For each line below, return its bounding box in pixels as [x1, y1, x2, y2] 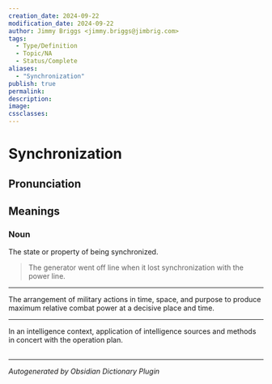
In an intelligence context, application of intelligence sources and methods [8, 326, 257, 336]
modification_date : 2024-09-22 [8, 19, 114, 28]
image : [8, 102, 31, 110]
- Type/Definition [15, 42, 79, 50]
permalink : [8, 87, 45, 96]
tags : [8, 34, 27, 43]
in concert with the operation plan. [8, 335, 123, 345]
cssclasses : [8, 110, 49, 118]
